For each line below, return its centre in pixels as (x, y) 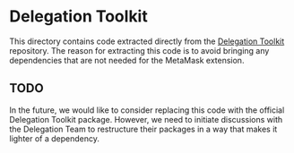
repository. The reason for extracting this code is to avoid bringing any (139, 50)
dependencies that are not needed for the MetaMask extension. (127, 60)
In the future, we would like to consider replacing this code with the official (147, 110)
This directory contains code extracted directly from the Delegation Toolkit (147, 41)
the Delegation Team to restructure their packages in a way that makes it (143, 129)
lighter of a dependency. (55, 138)
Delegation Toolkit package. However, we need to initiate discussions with (146, 119)
